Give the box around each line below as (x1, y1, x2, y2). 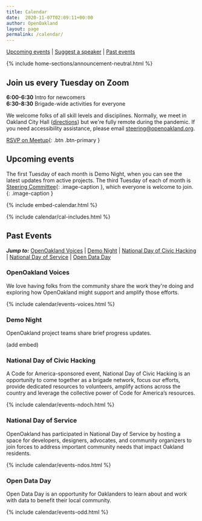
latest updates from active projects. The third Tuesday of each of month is (6, 177, 191, 184)
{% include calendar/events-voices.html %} (6, 300, 116, 307)
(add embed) (6, 341, 39, 349)
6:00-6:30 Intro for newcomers (6, 94, 86, 101)
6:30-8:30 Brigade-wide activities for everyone (6, 100, 126, 107)
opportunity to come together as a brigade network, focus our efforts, (6, 376, 180, 384)
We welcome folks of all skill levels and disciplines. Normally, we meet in (6, 112, 187, 119)
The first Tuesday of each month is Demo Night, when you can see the (6, 170, 183, 177)
